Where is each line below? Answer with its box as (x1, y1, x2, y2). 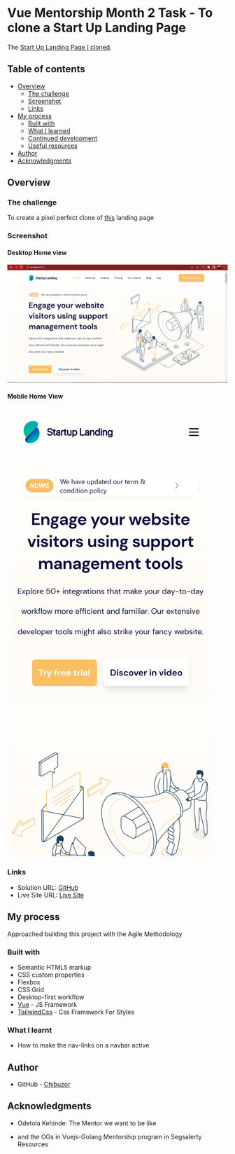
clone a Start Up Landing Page (7, 20, 187, 36)
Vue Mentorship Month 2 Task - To (7, 5, 213, 21)
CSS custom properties (17, 970, 85, 979)
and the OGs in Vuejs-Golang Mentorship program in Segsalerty (17, 1132, 202, 1141)
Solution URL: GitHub (17, 883, 79, 891)
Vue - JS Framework (17, 1000, 78, 1008)
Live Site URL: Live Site (17, 891, 85, 899)
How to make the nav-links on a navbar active (17, 1041, 150, 1050)
